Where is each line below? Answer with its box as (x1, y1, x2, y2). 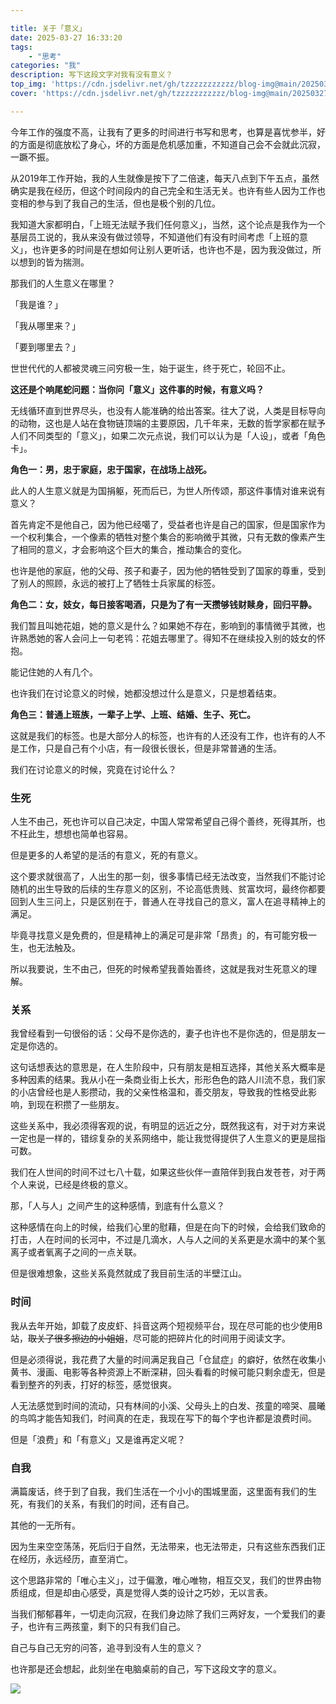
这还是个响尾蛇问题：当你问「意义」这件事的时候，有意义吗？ (10, 383, 265, 395)
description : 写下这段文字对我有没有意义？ (10, 70, 173, 80)
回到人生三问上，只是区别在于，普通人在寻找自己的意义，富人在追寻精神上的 (10, 896, 326, 908)
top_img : (10, 79, 47, 90)
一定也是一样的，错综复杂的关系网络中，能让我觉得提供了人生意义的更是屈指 (10, 1132, 326, 1145)
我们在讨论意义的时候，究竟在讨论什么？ (10, 763, 177, 775)
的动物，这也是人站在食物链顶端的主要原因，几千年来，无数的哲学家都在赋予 (10, 417, 326, 429)
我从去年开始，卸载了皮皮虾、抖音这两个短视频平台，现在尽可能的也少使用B (10, 1319, 323, 1331)
